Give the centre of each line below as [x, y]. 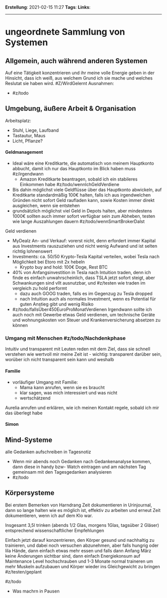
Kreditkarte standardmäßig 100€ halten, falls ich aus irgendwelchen [82, 195]
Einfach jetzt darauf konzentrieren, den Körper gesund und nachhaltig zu [80, 540]
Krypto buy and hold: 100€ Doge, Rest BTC [64, 267]
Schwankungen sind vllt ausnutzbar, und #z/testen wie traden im [79, 283]
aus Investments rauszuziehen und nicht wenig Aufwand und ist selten [85, 246]
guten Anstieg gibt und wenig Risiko [56, 304]
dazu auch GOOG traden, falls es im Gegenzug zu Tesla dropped [86, 294]
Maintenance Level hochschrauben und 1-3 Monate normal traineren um [79, 561]
